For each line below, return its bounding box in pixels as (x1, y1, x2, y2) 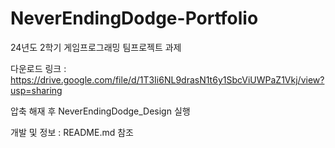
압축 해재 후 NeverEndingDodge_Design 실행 (10, 105, 191, 117)
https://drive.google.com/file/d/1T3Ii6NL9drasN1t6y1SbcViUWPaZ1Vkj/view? (10, 73, 325, 86)
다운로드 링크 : (10, 62, 67, 74)
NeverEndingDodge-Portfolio (10, 7, 259, 30)
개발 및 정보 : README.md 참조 (10, 126, 134, 138)
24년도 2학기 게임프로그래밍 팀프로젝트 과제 (10, 41, 182, 53)
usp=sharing (10, 84, 63, 96)
